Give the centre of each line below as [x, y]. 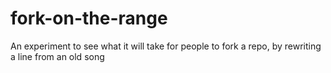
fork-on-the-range [89, 18]
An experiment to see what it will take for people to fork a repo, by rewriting [166, 46]
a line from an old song [57, 56]
